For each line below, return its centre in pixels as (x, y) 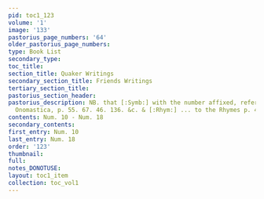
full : (17, 161)
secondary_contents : (42, 125)
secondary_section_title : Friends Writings (81, 81)
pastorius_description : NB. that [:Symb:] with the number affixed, (123, 103)
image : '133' (29, 30)
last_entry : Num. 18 (42, 139)
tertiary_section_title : (49, 88)
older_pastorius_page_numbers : (59, 45)
